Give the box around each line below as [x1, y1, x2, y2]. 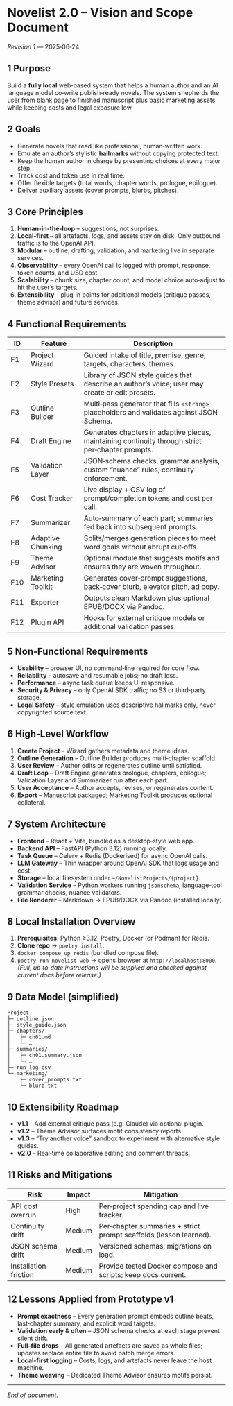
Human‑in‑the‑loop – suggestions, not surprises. [17, 224, 159, 233]
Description [133, 338, 173, 348]
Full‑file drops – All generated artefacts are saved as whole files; [17, 1341, 203, 1350]
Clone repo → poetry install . [17, 941, 105, 950]
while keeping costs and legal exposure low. [7, 103, 133, 112]
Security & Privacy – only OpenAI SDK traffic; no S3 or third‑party [17, 686, 206, 694]
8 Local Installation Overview [7, 916, 136, 927]
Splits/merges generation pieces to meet [83, 533, 216, 543]
